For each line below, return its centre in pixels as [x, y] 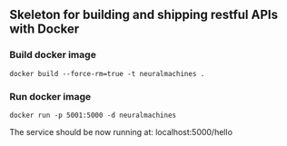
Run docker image [50, 96]
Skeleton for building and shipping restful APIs [144, 15]
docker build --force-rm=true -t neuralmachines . [107, 73]
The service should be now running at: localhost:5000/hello [121, 131]
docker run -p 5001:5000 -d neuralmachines [93, 115]
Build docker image [53, 55]
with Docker [45, 29]
